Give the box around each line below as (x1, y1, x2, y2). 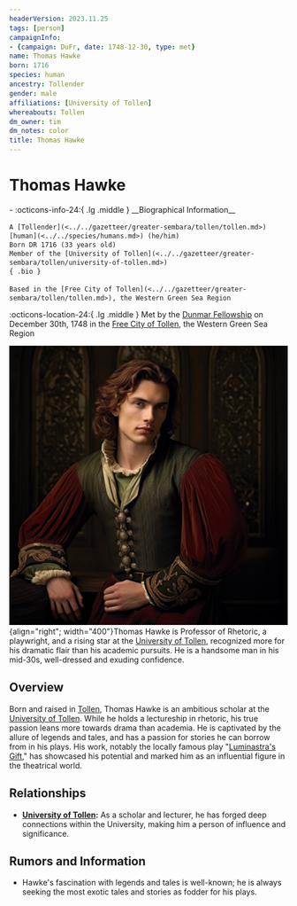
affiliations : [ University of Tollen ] (9, 98, 152, 107)
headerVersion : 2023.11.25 (9, 14, 109, 23)
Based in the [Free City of (9, 285, 113, 293)
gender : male (9, 89, 57, 98)
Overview (9, 680, 65, 695)
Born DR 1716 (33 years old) (9, 240, 117, 249)
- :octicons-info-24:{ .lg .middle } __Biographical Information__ (9, 204, 236, 215)
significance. (21, 828, 69, 839)
